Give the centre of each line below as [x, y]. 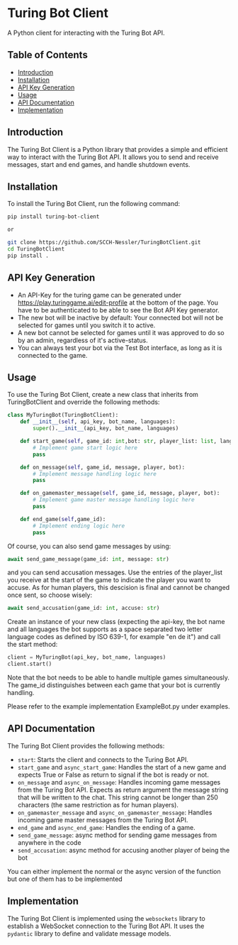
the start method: [33, 645]
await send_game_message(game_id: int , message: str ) [89, 559]
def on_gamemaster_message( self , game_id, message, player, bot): [120, 493]
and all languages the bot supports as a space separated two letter [105, 629]
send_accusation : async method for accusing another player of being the [124, 850]
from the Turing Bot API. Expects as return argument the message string [123, 790]
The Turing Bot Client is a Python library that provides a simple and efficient [118, 149]
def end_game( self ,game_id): [63, 519]
